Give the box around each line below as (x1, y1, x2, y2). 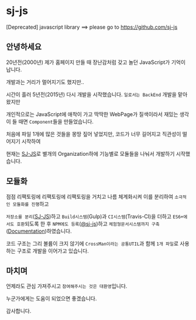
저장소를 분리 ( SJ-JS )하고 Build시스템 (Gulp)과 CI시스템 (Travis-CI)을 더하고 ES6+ (6, 213, 184, 220)
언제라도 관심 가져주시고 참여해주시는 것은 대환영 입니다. (6, 282, 128, 290)
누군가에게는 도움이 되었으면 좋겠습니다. (6, 295, 97, 302)
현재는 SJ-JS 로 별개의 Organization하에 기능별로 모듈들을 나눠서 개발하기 (6, 150, 175, 157)
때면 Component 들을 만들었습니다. (18, 118, 94, 125)
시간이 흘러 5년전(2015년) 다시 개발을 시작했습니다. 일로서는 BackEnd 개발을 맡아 (6, 91, 188, 98)
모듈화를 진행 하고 (12, 200, 49, 207)
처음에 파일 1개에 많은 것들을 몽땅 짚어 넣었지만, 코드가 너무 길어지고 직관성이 (6, 130, 181, 137)
